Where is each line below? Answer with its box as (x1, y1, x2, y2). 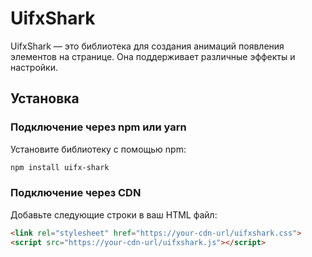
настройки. (10, 61, 58, 73)
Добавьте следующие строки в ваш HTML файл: (10, 208, 218, 221)
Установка (10, 90, 80, 107)
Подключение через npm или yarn (10, 120, 187, 134)
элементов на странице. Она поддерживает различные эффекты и (10, 50, 296, 62)
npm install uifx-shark (10, 162, 110, 172)
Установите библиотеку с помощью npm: (10, 143, 187, 155)
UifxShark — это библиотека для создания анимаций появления (10, 40, 285, 52)
